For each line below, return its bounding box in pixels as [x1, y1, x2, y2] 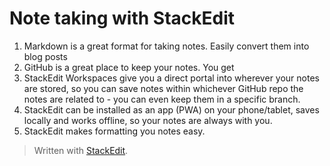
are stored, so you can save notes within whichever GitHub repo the [23, 82, 304, 94]
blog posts [23, 50, 68, 62]
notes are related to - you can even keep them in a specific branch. [23, 93, 301, 105]
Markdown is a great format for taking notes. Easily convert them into [23, 40, 310, 52]
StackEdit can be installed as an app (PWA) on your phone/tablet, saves [23, 103, 320, 116]
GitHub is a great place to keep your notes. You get [23, 61, 235, 73]
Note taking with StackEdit [9, 7, 236, 30]
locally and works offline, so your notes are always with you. [23, 114, 273, 126]
